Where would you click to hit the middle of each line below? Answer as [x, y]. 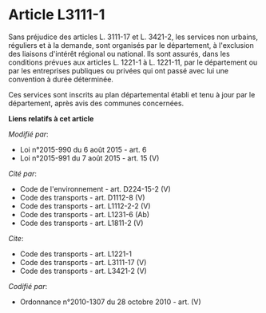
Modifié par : [29, 134]
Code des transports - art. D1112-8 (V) [82, 197]
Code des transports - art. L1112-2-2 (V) [85, 206]
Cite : [16, 238]
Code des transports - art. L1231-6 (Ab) [85, 214]
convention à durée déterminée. [61, 79]
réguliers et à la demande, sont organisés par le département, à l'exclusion [131, 45]
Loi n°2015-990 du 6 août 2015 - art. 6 [83, 149]
